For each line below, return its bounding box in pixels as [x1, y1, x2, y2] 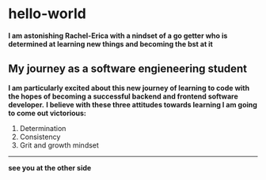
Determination [19, 123, 66, 133]
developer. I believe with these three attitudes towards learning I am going [8, 99, 257, 109]
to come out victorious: [8, 108, 87, 118]
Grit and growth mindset [19, 140, 99, 150]
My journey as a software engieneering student [8, 62, 248, 76]
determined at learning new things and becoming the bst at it [8, 39, 214, 48]
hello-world [8, 5, 87, 23]
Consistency [19, 132, 61, 141]
